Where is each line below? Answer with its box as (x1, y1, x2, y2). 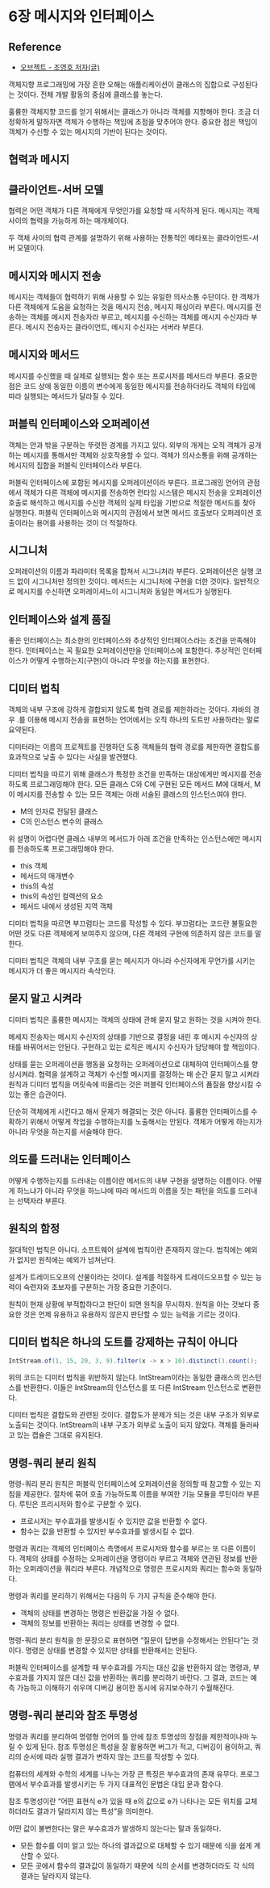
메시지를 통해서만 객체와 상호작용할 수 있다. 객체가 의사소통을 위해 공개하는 (23, 450, 258, 460)
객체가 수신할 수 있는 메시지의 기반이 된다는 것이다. (8, 127, 168, 136)
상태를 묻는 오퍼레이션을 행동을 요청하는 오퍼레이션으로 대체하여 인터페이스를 (8, 1059, 250, 1069)
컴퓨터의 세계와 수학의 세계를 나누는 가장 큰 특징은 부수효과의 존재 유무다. (8, 1769, 239, 1778)
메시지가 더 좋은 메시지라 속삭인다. (8, 966, 116, 976)
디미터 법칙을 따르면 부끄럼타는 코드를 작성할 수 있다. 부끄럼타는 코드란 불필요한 (8, 919, 258, 928)
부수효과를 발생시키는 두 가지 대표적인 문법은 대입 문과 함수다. (29, 1779, 223, 1789)
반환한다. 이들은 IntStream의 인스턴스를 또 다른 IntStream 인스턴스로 (23, 1383, 240, 1392)
